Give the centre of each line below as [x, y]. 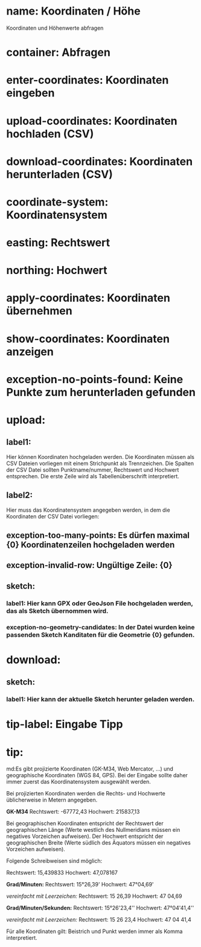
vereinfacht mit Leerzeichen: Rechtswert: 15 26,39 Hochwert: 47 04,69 [94, 896]
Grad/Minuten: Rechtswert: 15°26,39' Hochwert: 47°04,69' [80, 885]
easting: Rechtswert [58, 243]
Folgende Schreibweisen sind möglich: [54, 861]
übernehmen [39, 311]
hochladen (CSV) [50, 134]
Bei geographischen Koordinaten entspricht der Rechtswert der [85, 823]
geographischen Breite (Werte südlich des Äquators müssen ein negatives [99, 843]
